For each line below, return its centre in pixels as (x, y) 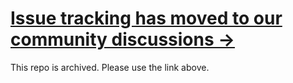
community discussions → (122, 39)
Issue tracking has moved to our (146, 18)
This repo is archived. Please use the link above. (110, 67)
